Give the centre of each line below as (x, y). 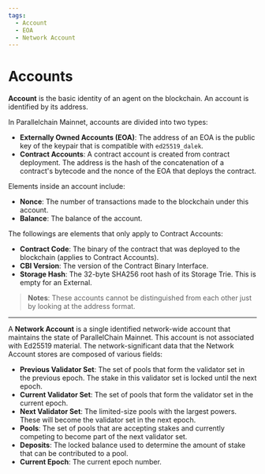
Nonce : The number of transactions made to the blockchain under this (134, 201)
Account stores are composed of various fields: (86, 354)
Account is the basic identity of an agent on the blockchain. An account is (129, 99)
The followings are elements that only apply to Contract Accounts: (116, 234)
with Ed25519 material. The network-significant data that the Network (121, 346)
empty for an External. (56, 283)
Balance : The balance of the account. (81, 219)
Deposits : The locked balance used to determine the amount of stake (132, 445)
